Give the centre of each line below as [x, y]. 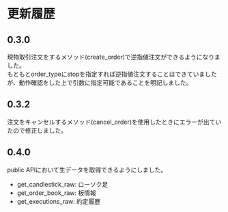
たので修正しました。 [37, 130]
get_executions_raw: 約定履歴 [59, 201]
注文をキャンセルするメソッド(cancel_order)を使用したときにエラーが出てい [114, 122]
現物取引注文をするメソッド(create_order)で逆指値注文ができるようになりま [114, 57]
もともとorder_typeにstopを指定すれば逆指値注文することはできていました [112, 74]
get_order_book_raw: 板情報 [57, 193]
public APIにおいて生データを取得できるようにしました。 [87, 170]
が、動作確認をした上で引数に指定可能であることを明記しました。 [100, 82]
